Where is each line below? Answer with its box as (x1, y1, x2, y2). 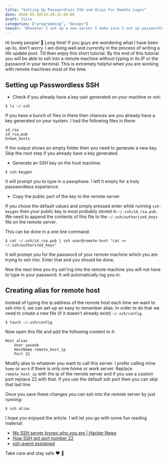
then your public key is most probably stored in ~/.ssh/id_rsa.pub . (19, 208, 157, 214)
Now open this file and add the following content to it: (5, 328, 116, 334)
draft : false (5, 16, 32, 21)
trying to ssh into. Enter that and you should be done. (5, 256, 115, 262)
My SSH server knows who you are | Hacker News (12, 429, 116, 435)
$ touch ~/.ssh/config (5, 319, 52, 325)
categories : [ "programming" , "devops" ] (5, 21, 88, 26)
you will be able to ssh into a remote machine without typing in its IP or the (5, 55, 158, 61)
